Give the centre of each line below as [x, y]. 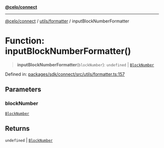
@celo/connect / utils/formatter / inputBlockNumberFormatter [67, 21]
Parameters [23, 90]
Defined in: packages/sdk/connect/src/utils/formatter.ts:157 [65, 74]
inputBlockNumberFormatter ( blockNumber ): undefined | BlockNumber [86, 64]
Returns [18, 129]
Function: [25, 41]
